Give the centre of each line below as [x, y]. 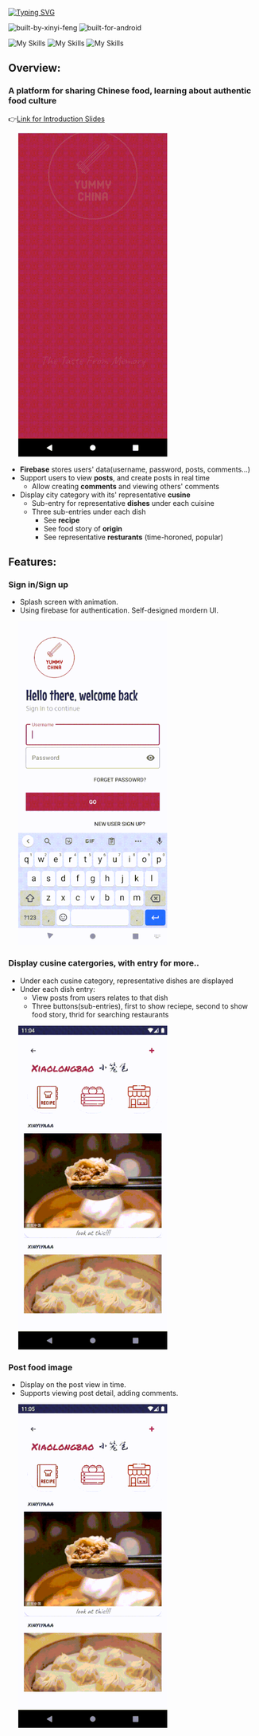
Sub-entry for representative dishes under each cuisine [123, 503]
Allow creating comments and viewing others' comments [126, 486]
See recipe [62, 520]
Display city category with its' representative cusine [105, 495]
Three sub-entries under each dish [89, 511]
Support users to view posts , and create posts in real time [115, 477]
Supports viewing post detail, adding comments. [99, 1393]
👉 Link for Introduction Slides [57, 119]
